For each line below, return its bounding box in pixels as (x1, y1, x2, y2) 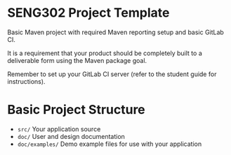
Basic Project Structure (7, 102, 145, 118)
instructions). (7, 77, 46, 85)
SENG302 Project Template (7, 5, 170, 21)
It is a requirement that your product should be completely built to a (7, 49, 202, 57)
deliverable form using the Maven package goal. (7, 56, 147, 64)
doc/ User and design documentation (17, 132, 125, 140)
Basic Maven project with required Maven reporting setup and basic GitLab (7, 28, 225, 36)
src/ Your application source (17, 124, 101, 133)
